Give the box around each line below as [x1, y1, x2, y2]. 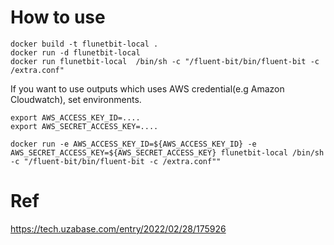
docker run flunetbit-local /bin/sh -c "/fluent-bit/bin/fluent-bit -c [10, 56, 320, 66]
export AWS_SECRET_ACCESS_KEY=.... [10, 121, 159, 131]
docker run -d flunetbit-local [10, 47, 141, 58]
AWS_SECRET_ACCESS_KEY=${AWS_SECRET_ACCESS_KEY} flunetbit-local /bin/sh [10, 147, 325, 158]
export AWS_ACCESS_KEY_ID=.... [10, 112, 141, 123]
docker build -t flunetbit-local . [10, 39, 159, 49]
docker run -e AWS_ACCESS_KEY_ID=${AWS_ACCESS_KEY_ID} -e [10, 139, 257, 149]
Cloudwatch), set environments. [10, 93, 142, 105]
